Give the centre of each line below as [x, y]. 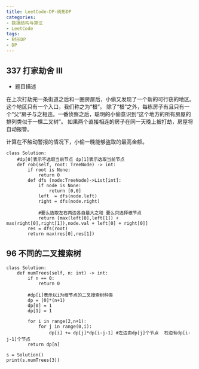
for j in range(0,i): [65, 327]
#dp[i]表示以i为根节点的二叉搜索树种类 [71, 295]
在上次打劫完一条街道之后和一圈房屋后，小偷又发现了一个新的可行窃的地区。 [100, 99]
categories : [21, 17]
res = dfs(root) [48, 228]
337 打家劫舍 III [34, 71]
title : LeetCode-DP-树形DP [39, 12]
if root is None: [49, 170]
